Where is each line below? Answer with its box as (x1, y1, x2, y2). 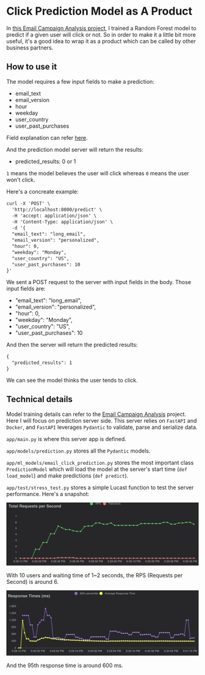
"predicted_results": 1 (12, 359, 72, 366)
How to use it (6, 62, 57, 72)
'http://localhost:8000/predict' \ (12, 206, 103, 213)
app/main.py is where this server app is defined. (6, 435, 127, 442)
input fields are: (6, 285, 46, 292)
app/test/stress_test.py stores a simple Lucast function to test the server (6, 484, 194, 491)
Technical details (6, 394, 73, 404)
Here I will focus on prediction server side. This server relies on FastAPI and (6, 417, 197, 424)
